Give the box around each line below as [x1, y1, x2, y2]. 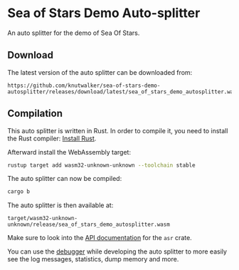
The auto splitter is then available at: [7, 201, 114, 209]
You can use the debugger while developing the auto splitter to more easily [7, 247, 228, 256]
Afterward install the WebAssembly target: [7, 147, 132, 156]
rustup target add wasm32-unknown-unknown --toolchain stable [7, 162, 196, 169]
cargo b [7, 188, 31, 195]
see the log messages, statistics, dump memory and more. [7, 255, 179, 264]
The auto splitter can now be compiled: [7, 175, 122, 183]
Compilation [7, 108, 63, 120]
